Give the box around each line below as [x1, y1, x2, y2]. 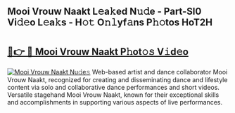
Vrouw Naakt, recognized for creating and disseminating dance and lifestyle [7, 76, 228, 84]
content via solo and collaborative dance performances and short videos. [7, 84, 220, 91]
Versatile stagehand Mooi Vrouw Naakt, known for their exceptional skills [7, 91, 220, 99]
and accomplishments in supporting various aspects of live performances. [7, 98, 223, 106]
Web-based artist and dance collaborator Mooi [91, 68, 228, 76]
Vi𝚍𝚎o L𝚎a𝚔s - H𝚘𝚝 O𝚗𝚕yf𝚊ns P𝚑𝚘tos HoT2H [7, 17, 213, 29]
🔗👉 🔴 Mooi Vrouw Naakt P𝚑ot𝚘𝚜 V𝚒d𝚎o [7, 46, 189, 58]
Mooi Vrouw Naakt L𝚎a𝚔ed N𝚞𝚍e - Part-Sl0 [7, 6, 202, 18]
